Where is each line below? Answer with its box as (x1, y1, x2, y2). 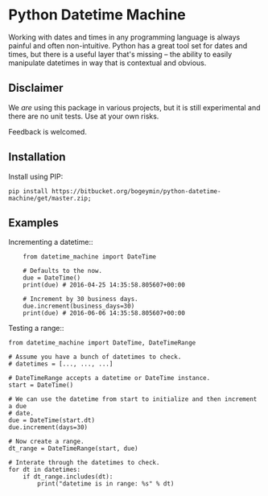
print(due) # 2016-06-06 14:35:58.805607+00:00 (23, 309, 185, 317)
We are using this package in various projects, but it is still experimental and (8, 102, 261, 112)
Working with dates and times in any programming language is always (8, 32, 241, 42)
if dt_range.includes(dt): (23, 473, 113, 481)
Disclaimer (8, 81, 64, 95)
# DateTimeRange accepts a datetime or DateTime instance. (8, 374, 211, 382)
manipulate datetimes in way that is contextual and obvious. (8, 58, 207, 68)
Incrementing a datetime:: (8, 238, 93, 247)
